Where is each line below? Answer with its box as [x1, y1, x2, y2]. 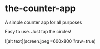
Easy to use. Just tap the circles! [5, 28, 72, 34]
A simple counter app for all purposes [5, 19, 82, 25]
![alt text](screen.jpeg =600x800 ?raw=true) [5, 38, 96, 44]
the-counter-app [5, 3, 76, 14]
